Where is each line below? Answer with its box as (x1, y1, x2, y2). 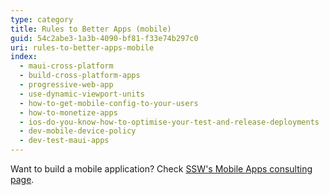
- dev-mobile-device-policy (19, 126, 137, 136)
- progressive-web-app (19, 80, 114, 90)
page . (10, 174, 35, 185)
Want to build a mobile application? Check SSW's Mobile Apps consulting (10, 163, 313, 175)
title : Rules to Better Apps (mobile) (10, 24, 172, 34)
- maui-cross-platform (19, 61, 114, 71)
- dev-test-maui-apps (19, 136, 110, 146)
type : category (10, 14, 74, 25)
